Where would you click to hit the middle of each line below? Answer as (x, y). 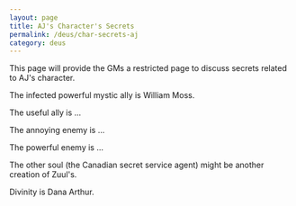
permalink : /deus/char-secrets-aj (74, 34)
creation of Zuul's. (43, 175)
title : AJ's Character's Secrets (72, 26)
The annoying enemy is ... (57, 130)
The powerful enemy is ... (57, 148)
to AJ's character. (42, 78)
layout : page (34, 18)
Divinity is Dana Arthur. (52, 192)
